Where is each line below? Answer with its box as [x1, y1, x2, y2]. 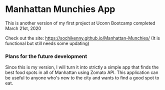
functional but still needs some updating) [5, 40, 89, 46]
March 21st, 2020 [5, 25, 41, 31]
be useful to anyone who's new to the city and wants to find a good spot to [5, 75, 159, 81]
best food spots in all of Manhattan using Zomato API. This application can [5, 69, 158, 75]
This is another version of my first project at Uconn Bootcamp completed [5, 20, 155, 26]
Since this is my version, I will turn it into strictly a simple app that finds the [5, 64, 159, 70]
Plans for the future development [5, 52, 87, 59]
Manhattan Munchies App [5, 3, 115, 15]
